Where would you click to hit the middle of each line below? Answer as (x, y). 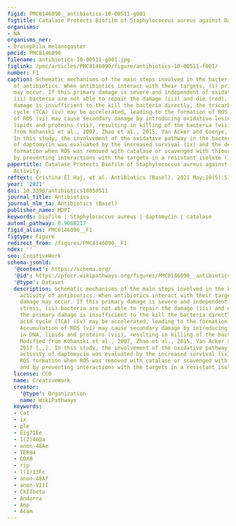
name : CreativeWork (42, 380)
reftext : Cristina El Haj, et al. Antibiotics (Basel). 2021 (99, 177)
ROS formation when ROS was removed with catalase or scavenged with (124, 361)
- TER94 (25, 452)
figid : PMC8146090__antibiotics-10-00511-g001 (77, 14)
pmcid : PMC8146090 (34, 54)
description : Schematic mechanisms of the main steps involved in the (119, 289)
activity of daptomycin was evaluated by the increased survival (118, 354)
